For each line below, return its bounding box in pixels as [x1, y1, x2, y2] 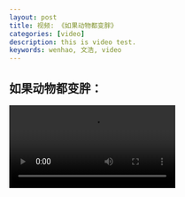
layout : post [9, 12, 58, 22]
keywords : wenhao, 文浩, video [9, 46, 122, 55]
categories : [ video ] [9, 29, 86, 38]
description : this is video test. [9, 37, 137, 47]
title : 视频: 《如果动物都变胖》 [9, 21, 118, 30]
